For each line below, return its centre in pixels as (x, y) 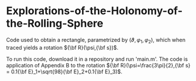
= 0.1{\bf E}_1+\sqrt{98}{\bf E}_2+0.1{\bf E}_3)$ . (64, 72)
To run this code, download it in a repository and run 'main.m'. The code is (97, 59)
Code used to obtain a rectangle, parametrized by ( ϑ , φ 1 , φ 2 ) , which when (96, 41)
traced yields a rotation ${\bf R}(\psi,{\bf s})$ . (62, 47)
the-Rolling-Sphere (55, 23)
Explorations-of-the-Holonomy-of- (94, 11)
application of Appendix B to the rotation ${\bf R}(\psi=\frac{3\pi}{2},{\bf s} (98, 65)
